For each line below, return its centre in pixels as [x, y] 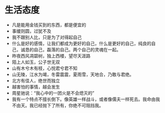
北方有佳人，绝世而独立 [36, 80]
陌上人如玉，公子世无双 [36, 62]
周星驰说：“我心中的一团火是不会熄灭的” [53, 93]
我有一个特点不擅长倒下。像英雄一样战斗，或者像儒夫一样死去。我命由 [84, 99]
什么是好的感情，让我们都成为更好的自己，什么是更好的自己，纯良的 [82, 43]
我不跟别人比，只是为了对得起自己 [47, 37]
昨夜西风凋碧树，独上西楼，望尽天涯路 [51, 56]
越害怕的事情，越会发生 [36, 87]
